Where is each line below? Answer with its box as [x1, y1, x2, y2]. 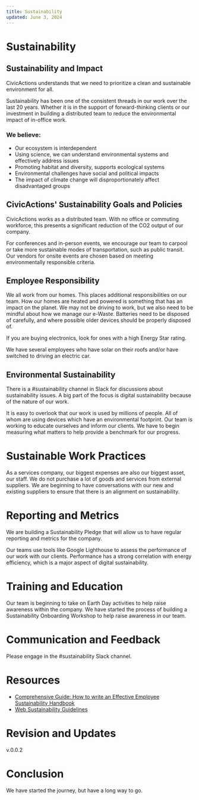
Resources [6, 673, 61, 687]
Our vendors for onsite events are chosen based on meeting [6, 252, 153, 259]
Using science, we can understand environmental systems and [14, 150, 169, 158]
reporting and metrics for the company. [6, 535, 103, 542]
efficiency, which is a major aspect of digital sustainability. [6, 559, 149, 566]
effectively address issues [14, 157, 79, 164]
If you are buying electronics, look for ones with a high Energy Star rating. [6, 334, 187, 342]
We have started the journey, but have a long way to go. [6, 786, 143, 794]
